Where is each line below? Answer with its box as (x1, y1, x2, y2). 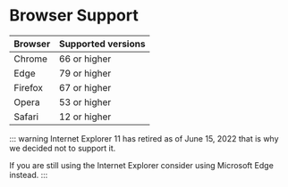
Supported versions (58, 37, 146, 50)
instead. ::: (9, 169, 48, 180)
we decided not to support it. (9, 142, 116, 153)
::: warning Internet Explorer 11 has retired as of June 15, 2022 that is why (9, 133, 279, 143)
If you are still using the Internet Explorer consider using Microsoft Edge (9, 159, 275, 170)
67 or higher (58, 81, 112, 93)
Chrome (13, 53, 47, 65)
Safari (13, 110, 38, 123)
